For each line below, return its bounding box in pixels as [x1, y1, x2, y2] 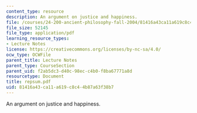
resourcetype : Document [6, 73, 64, 79]
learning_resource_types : [6, 36, 69, 41]
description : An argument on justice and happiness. [6, 14, 138, 20]
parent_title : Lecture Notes [6, 57, 77, 63]
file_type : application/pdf [6, 30, 75, 36]
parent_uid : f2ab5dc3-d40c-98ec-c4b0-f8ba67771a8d [6, 68, 133, 74]
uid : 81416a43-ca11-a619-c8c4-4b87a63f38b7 [6, 84, 114, 90]
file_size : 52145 [6, 24, 49, 31]
